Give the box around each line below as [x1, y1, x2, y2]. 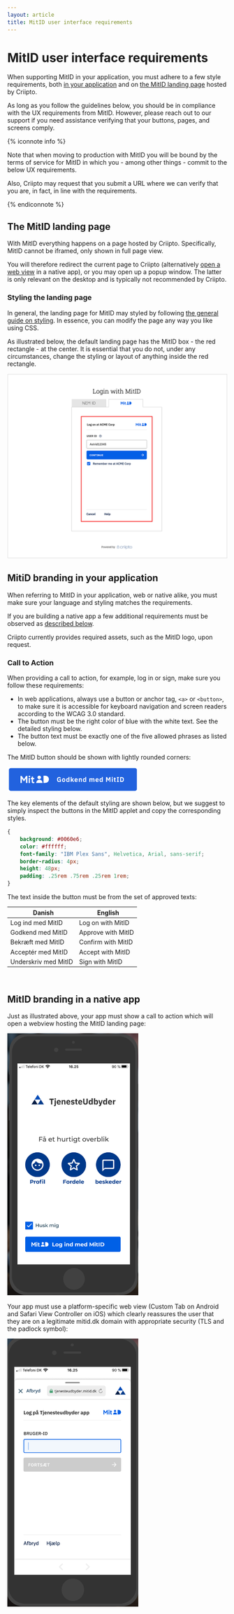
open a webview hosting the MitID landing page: [7, 1020, 147, 1028]
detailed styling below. [17, 724, 82, 732]
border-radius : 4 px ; [20, 858, 80, 865]
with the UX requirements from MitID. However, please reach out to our [7, 109, 212, 117]
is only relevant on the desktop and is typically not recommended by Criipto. [7, 275, 227, 284]
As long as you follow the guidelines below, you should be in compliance [7, 102, 216, 110]
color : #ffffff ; [20, 843, 68, 850]
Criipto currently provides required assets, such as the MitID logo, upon [7, 633, 213, 641]
